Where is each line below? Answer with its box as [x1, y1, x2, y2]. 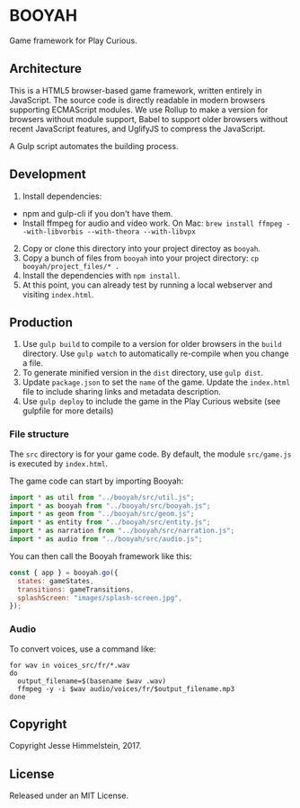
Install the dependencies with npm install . [22, 270, 181, 280]
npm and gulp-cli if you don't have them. [22, 208, 173, 218]
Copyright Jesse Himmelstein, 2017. [9, 741, 142, 751]
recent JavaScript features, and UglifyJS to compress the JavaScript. [9, 123, 266, 134]
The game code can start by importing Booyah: [9, 475, 184, 486]
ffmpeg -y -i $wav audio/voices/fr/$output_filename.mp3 [17, 684, 235, 693]
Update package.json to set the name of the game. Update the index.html [22, 377, 290, 387]
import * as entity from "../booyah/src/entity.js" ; [9, 518, 211, 527]
